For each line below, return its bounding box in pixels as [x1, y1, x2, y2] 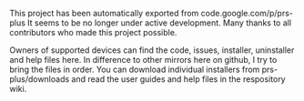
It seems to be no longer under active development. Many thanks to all [26, 17, 292, 28]
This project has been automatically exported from [9, 8, 199, 18]
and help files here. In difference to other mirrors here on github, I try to [9, 55, 278, 65]
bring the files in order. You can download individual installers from [9, 64, 260, 75]
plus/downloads [9, 74, 70, 85]
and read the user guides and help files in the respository [71, 74, 286, 85]
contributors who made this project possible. [9, 27, 177, 37]
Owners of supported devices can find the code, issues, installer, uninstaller [9, 45, 295, 56]
